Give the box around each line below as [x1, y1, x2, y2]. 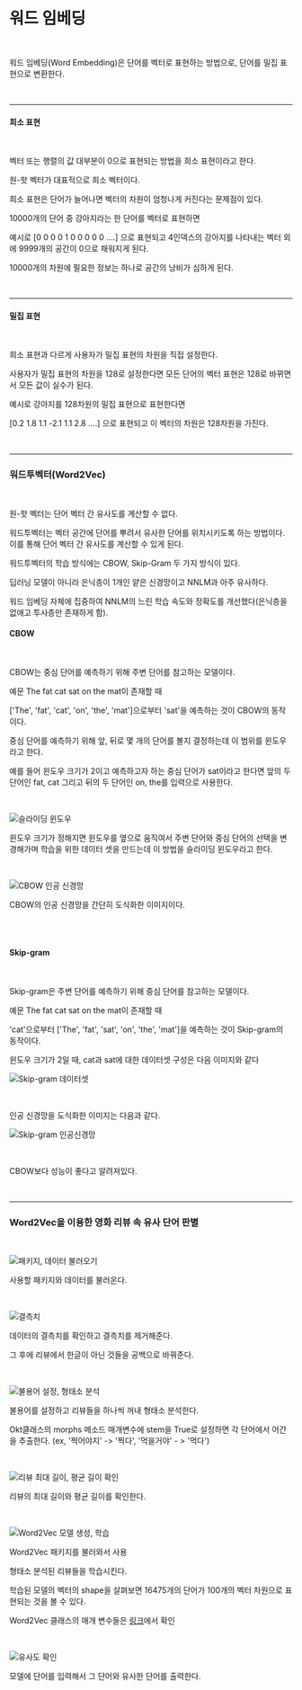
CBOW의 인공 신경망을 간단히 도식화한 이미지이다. [9, 899, 186, 910]
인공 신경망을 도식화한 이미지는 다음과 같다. [9, 1110, 161, 1121]
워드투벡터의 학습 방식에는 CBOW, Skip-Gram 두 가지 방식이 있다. [9, 557, 241, 568]
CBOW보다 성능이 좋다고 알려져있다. [9, 1166, 138, 1177]
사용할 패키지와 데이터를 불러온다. [9, 1275, 128, 1285]
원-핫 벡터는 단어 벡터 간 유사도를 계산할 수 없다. [9, 508, 178, 519]
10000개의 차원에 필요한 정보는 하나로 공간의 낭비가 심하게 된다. [9, 262, 234, 273]
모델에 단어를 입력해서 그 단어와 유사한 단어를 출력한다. [9, 1671, 201, 1682]
